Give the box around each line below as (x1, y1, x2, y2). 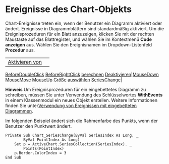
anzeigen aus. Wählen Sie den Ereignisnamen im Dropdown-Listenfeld (5, 41, 152, 47)
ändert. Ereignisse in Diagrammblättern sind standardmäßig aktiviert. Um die (5, 25, 164, 31)
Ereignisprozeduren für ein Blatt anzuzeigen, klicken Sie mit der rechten (5, 31, 154, 37)
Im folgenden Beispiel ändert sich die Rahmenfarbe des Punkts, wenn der (5, 118, 158, 124)
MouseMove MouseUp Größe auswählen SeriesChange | (5, 77, 123, 83)
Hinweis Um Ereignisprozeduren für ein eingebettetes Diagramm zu (5, 86, 146, 92)
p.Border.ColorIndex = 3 (14, 150, 67, 155)
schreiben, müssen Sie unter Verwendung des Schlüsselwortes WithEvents (5, 92, 163, 98)
